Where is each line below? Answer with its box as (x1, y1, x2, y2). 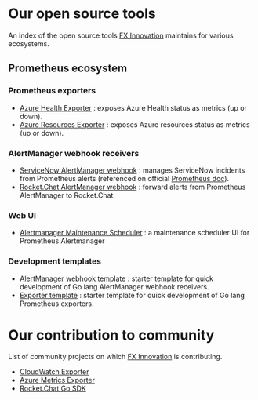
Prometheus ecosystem (8, 62, 128, 75)
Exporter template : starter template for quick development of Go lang (19, 290, 245, 300)
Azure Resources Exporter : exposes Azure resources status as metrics (19, 119, 250, 129)
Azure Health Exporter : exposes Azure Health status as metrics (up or (19, 103, 247, 112)
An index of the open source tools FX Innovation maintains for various (8, 31, 234, 40)
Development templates (8, 256, 102, 267)
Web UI (8, 209, 37, 220)
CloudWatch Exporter (19, 367, 89, 376)
